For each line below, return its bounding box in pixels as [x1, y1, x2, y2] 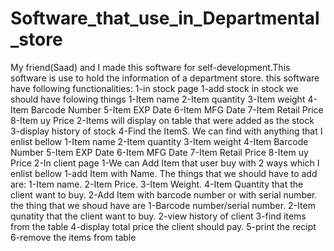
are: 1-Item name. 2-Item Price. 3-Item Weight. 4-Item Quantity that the [10, 178, 304, 190]
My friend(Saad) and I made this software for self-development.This [10, 61, 291, 73]
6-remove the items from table [10, 231, 137, 243]
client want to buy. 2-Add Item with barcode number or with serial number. [10, 188, 318, 201]
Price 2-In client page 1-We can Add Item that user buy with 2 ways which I [10, 157, 320, 169]
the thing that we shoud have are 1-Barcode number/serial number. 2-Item [10, 199, 316, 211]
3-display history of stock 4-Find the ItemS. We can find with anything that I [10, 125, 323, 137]
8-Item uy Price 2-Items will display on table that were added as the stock [10, 114, 315, 126]
